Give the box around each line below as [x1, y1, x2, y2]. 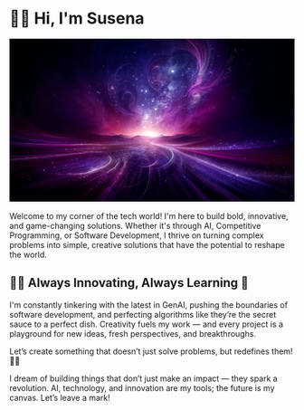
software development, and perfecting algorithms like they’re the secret [9, 309, 277, 319]
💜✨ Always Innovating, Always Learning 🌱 [9, 275, 249, 291]
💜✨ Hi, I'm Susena [9, 8, 145, 29]
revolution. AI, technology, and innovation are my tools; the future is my [9, 382, 275, 393]
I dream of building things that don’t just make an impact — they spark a [9, 373, 278, 384]
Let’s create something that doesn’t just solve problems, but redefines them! [9, 346, 293, 357]
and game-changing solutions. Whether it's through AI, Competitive [9, 220, 261, 231]
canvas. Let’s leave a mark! [9, 392, 110, 403]
